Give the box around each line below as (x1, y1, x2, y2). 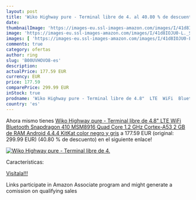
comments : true (6, 42, 43, 47)
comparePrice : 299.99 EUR (6, 85, 69, 91)
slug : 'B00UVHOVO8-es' (6, 57, 61, 63)
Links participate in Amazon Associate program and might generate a (6, 181, 173, 188)
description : (6, 63, 38, 69)
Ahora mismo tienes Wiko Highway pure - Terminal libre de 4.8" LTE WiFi (6, 117, 181, 124)
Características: (6, 158, 44, 165)
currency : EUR (6, 74, 41, 80)
